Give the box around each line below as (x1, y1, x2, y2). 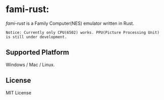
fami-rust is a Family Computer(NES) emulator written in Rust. (6, 20, 134, 26)
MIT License (6, 89, 32, 95)
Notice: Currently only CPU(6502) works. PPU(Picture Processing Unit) (6, 30, 159, 35)
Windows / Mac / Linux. (6, 62, 55, 68)
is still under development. (6, 34, 67, 39)
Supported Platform (6, 48, 70, 57)
